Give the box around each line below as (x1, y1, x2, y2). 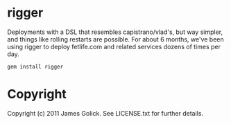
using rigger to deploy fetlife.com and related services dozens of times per (7, 42, 221, 51)
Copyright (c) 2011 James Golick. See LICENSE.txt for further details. (7, 109, 203, 117)
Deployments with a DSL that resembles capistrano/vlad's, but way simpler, (7, 28, 223, 36)
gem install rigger (7, 63, 64, 70)
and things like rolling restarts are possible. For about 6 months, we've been (7, 35, 224, 43)
